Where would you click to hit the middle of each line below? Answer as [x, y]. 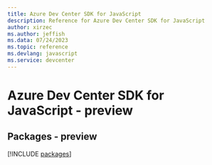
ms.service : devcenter [41, 60]
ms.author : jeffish [36, 34]
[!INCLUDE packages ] [39, 154]
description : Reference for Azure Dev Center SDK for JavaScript [106, 21]
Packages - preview [52, 137]
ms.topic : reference [38, 47]
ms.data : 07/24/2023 [38, 41]
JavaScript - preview [70, 110]
